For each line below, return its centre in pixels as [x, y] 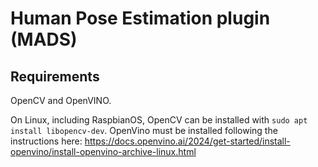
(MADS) [44, 39]
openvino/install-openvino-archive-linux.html [103, 151]
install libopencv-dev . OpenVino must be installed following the [144, 130]
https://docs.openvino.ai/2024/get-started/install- [187, 141]
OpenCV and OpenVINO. [61, 100]
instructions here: [46, 141]
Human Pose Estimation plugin [140, 18]
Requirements [55, 76]
